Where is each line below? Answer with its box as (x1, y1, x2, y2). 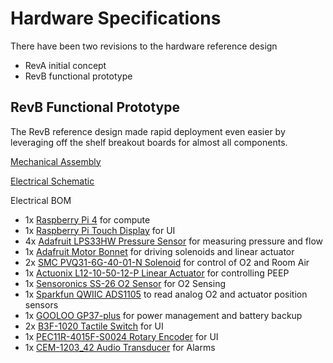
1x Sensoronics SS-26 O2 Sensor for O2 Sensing (24, 277, 226, 289)
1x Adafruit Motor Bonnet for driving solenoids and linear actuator (24, 245, 295, 257)
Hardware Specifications (10, 7, 222, 30)
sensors (24, 298, 59, 311)
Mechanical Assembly (10, 155, 102, 167)
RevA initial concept (24, 59, 107, 71)
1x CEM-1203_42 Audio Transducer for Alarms (24, 341, 216, 353)
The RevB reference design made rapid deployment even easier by (10, 125, 286, 137)
